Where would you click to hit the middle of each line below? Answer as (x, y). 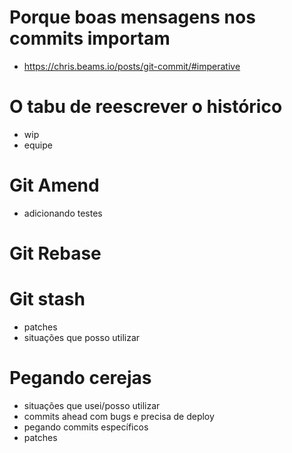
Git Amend (54, 185)
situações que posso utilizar (82, 337)
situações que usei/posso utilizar (92, 405)
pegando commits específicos (86, 427)
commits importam (90, 38)
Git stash (47, 299)
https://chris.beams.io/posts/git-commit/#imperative (132, 66)
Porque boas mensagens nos (132, 17)
